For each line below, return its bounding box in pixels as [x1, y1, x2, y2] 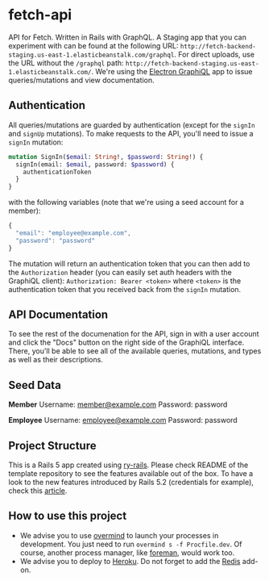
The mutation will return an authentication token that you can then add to [8, 258, 250, 268]
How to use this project [8, 509, 127, 523]
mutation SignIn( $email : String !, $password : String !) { [8, 153, 204, 161]
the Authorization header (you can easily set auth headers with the [8, 267, 232, 277]
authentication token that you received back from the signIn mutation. [8, 284, 242, 294]
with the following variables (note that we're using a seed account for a [8, 198, 244, 207]
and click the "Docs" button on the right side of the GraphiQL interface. [8, 337, 245, 348]
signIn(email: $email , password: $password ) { [15, 160, 175, 169]
